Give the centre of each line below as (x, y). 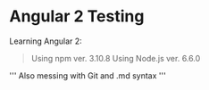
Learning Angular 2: (46, 41)
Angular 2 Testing (77, 16)
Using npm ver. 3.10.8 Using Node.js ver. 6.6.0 (116, 58)
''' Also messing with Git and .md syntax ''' (88, 75)
